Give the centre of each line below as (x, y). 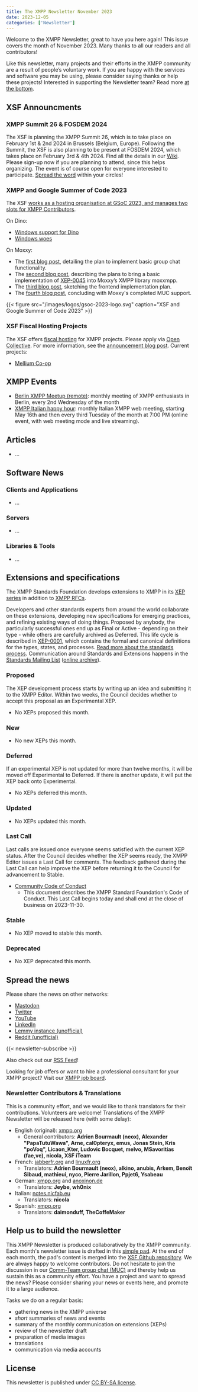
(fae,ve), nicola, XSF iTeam (57, 1155)
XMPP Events (32, 382)
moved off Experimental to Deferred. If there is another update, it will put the (99, 775)
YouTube (25, 1018)
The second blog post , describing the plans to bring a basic (87, 274)
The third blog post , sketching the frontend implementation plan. (93, 287)
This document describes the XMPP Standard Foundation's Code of (106, 892)
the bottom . (20, 89)
